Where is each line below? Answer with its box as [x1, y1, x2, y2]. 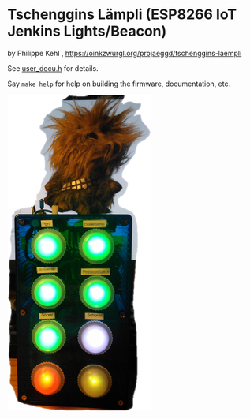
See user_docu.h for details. [7, 63, 99, 73]
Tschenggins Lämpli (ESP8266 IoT [7, 6, 237, 24]
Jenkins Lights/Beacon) [7, 22, 167, 40]
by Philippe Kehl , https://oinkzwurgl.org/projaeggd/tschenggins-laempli [7, 48, 242, 58]
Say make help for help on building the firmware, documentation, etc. [7, 79, 231, 88]
